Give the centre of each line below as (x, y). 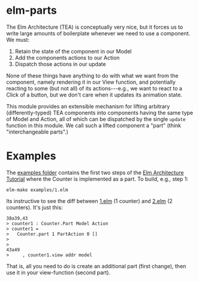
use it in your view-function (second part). (58, 272)
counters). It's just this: (34, 207)
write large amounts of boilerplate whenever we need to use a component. (98, 33)
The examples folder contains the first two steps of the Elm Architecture (95, 172)
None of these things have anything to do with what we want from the (92, 75)
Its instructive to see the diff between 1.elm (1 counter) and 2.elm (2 (89, 201)
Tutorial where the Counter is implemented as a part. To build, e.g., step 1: (97, 179)
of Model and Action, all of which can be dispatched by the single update (96, 119)
